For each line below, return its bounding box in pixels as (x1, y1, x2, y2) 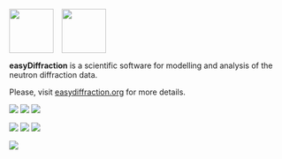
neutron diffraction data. (9, 70, 98, 79)
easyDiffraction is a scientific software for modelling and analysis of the (9, 60, 273, 71)
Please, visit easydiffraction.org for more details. (9, 87, 186, 97)
